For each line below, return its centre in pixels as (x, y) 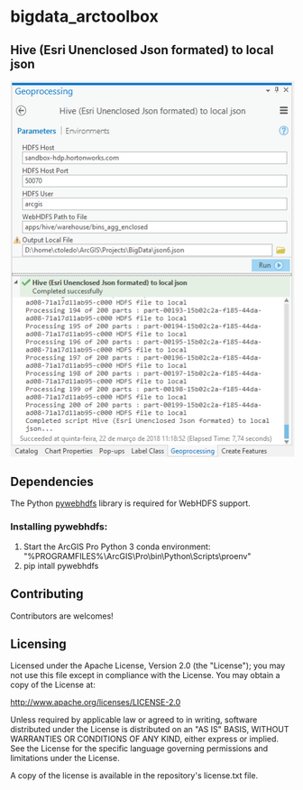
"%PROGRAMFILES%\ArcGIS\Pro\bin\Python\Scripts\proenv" (137, 556)
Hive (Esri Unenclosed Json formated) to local (142, 50)
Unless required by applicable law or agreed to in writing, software (134, 720)
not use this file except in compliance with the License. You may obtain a (145, 675)
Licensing (38, 643)
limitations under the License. (65, 758)
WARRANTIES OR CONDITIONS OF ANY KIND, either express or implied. (144, 739)
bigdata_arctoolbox (84, 17)
